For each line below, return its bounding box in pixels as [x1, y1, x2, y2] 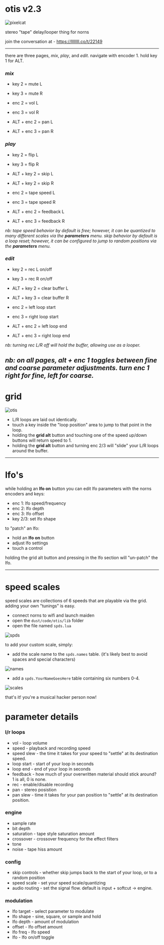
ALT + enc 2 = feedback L [12, 209, 65, 215]
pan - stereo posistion [12, 787, 57, 793]
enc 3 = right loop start [12, 314, 59, 320]
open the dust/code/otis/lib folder [12, 618, 84, 623]
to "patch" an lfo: [5, 525, 40, 531]
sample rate [12, 820, 37, 826]
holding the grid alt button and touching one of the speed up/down [12, 432, 147, 438]
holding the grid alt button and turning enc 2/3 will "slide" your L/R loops [12, 443, 159, 449]
